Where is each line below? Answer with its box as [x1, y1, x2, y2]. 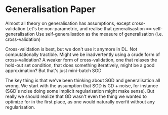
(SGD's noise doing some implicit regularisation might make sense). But [5, 88, 154, 94]
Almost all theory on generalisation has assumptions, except [5, 20, 131, 26]
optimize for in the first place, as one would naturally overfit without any [5, 98, 155, 104]
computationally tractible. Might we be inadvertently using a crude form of [5, 51, 160, 57]
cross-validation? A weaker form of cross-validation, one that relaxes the [5, 56, 157, 63]
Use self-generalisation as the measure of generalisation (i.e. [35, 31, 163, 37]
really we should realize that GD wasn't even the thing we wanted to [5, 93, 147, 99]
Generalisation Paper [5, 4, 96, 15]
